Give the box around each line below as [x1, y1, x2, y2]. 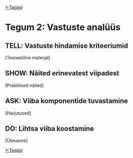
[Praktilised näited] [5, 82, 44, 88]
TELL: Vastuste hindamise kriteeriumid [5, 41, 129, 50]
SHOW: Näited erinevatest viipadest [5, 69, 120, 78]
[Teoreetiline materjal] [5, 55, 51, 60]
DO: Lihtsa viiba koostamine [5, 125, 94, 133]
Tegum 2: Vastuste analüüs [5, 22, 121, 33]
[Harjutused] [5, 110, 31, 116]
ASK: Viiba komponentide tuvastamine [5, 97, 129, 105]
